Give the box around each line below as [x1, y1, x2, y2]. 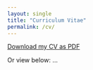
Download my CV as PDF [7, 43, 80, 51]
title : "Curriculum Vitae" [7, 17, 87, 24]
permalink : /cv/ [7, 23, 55, 30]
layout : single [7, 10, 52, 17]
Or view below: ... [7, 56, 58, 64]
